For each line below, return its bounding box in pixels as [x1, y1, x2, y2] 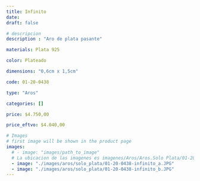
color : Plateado [6, 58, 46, 64]
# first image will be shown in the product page [6, 138, 132, 145]
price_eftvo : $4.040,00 [6, 122, 65, 128]
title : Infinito [6, 8, 46, 15]
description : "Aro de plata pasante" [6, 36, 102, 42]
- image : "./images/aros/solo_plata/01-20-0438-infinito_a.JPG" [11, 160, 174, 167]
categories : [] [6, 101, 44, 107]
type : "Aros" [6, 90, 39, 96]
